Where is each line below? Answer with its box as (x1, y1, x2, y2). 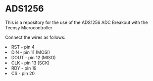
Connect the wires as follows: (5, 34, 66, 40)
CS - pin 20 (11, 70, 35, 76)
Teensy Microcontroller (5, 24, 53, 30)
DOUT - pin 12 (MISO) (11, 54, 56, 60)
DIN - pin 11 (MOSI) (11, 49, 51, 55)
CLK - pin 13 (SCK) (11, 60, 50, 66)
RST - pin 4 (11, 44, 35, 50)
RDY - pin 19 (11, 65, 37, 71)
